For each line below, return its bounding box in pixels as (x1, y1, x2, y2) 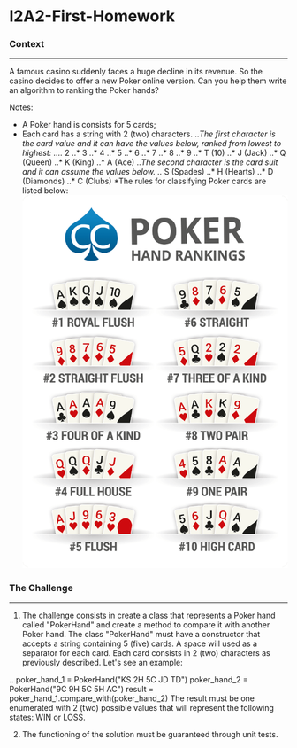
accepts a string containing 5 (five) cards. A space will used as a (21, 638, 258, 649)
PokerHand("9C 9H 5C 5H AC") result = (9, 684, 155, 695)
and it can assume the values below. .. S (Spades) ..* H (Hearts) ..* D (21, 167, 274, 177)
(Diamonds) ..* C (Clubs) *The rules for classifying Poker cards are (21, 175, 267, 187)
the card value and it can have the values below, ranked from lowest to (21, 138, 282, 149)
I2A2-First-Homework (9, 6, 175, 27)
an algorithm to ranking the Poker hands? (9, 85, 159, 96)
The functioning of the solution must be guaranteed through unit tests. (21, 729, 278, 740)
